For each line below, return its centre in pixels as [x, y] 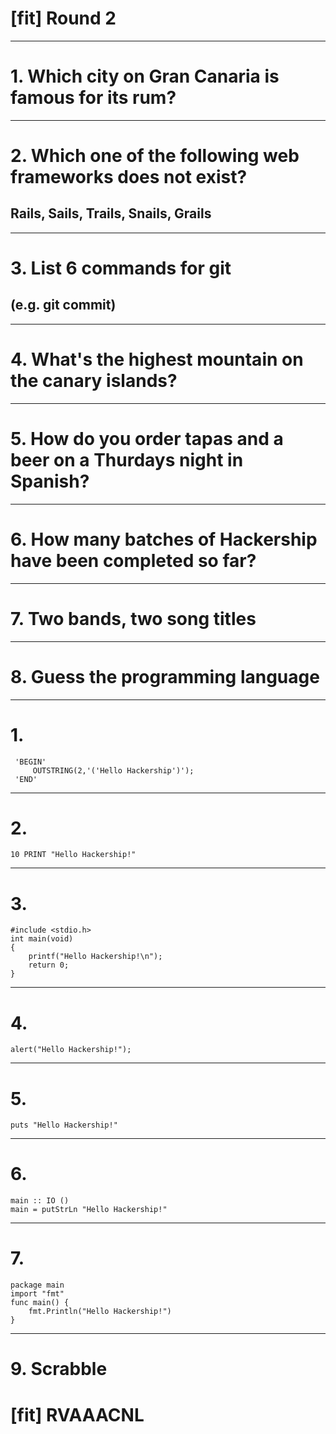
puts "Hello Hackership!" [64, 1125]
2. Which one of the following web [155, 156]
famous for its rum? [93, 98]
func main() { [40, 1303]
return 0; [49, 965]
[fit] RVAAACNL [77, 1414]
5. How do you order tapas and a [147, 439]
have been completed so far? [133, 560]
